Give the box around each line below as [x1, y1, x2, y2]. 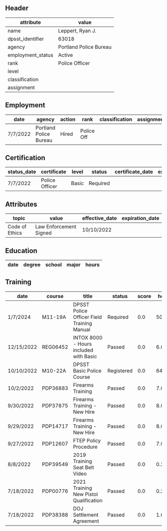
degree [23, 262, 41, 268]
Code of [7, 223, 27, 230]
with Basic [73, 353, 97, 360]
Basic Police [73, 367, 102, 374]
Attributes [5, 200, 37, 209]
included [73, 346, 93, 353]
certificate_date [114, 168, 153, 175]
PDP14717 [42, 423, 69, 430]
